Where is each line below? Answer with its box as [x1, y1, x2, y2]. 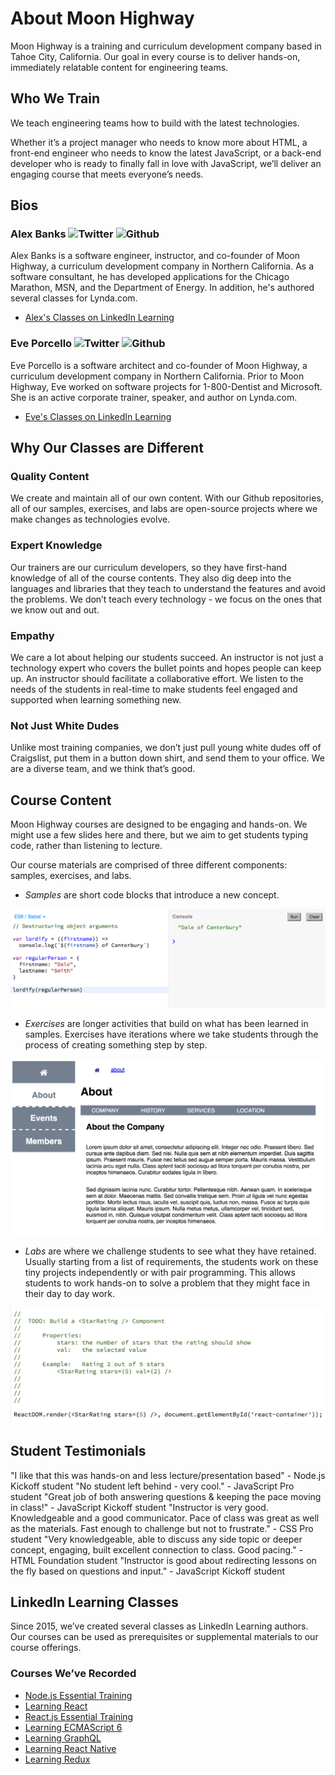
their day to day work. [24, 1288, 116, 1300]
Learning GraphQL [24, 1732, 102, 1744]
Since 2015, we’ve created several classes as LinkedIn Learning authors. [10, 1620, 309, 1632]
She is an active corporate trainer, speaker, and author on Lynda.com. [10, 391, 298, 403]
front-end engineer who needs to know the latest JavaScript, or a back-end [10, 147, 322, 159]
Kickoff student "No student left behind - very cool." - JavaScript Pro [10, 1480, 295, 1492]
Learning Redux [24, 1753, 91, 1765]
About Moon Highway [10, 7, 195, 30]
